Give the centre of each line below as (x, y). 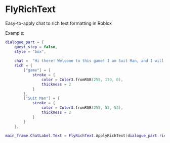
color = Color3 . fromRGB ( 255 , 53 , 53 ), (82, 108)
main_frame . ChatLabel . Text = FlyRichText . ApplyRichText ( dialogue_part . (82, 135)
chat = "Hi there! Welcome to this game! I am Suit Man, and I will (89, 61)
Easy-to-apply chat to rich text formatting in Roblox (59, 23)
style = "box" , (30, 51)
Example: (15, 33)
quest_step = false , (36, 47)
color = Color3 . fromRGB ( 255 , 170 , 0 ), (82, 80)
